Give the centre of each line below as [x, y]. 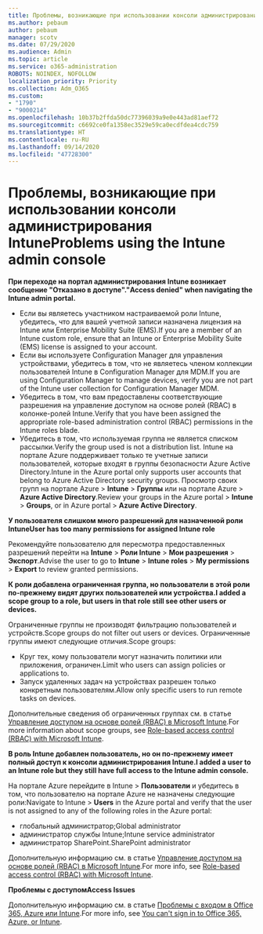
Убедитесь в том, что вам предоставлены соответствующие [121, 397]
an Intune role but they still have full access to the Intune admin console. [128, 771]
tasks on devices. [48, 698]
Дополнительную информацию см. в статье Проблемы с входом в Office [131, 905]
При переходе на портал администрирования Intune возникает [117, 282]
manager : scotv [33, 37]
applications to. [44, 673]
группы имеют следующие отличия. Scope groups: [92, 642]
